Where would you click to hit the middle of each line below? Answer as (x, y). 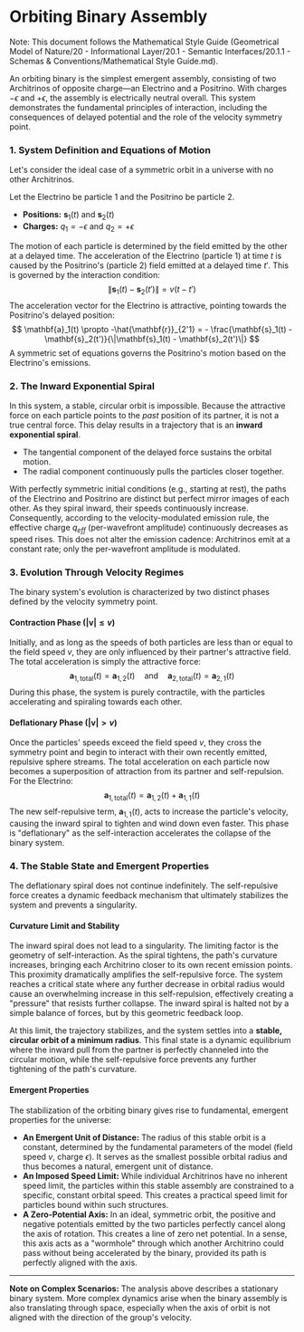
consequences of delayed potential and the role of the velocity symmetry (146, 117)
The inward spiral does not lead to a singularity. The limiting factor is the (144, 946)
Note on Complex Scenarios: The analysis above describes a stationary (144, 1289)
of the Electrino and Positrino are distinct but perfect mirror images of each (149, 498)
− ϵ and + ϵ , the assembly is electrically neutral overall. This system (133, 98)
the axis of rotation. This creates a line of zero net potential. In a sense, (155, 1233)
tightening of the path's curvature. (73, 1069)
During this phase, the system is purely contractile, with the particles (137, 692)
